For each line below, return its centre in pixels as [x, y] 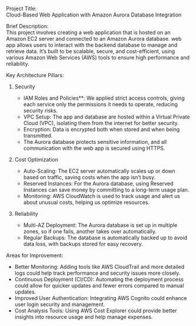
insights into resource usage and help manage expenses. [84, 317]
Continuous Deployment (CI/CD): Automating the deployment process [99, 279]
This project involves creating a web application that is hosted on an [88, 32]
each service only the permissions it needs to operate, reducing [100, 104]
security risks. [40, 111]
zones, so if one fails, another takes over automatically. [90, 231]
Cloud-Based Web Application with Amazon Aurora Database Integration [94, 15]
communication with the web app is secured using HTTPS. [94, 148]
